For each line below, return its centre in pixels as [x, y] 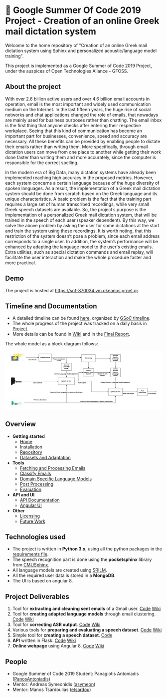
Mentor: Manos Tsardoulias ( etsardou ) [52, 689]
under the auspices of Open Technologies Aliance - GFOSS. [67, 71]
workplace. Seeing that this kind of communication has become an [74, 131]
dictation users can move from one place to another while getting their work [83, 152]
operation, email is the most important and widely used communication [78, 104]
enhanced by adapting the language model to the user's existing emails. [79, 247]
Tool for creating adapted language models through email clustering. [84, 614]
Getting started [28, 436]
